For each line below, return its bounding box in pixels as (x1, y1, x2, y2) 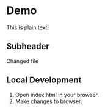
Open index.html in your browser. (15, 91, 99, 98)
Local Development (6, 75, 82, 86)
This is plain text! (6, 24, 49, 31)
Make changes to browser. (15, 98, 82, 105)
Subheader (6, 41, 50, 52)
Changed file (6, 57, 39, 64)
